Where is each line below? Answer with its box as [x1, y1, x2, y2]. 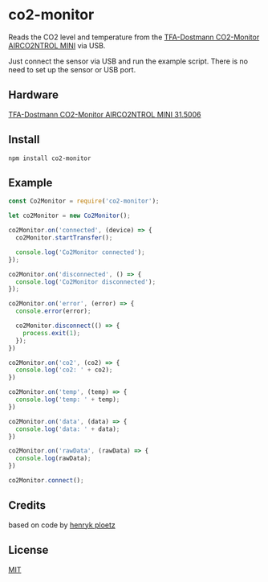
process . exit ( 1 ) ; [22, 329, 81, 337]
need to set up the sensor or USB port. [8, 64, 136, 74]
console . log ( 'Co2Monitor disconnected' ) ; [15, 277, 156, 286]
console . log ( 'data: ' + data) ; [15, 424, 120, 433]
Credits [8, 498, 47, 512]
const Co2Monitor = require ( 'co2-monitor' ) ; [8, 197, 160, 206]
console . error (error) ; [15, 307, 91, 315]
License [8, 543, 49, 557]
